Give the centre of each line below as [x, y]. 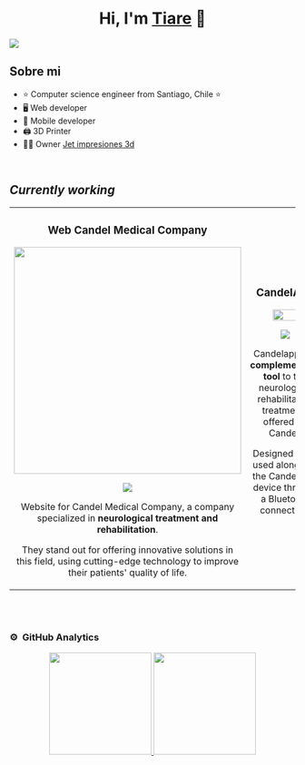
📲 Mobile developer [59, 121]
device [267, 487]
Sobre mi [35, 72]
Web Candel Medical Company [128, 230]
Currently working [62, 190]
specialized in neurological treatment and [128, 518]
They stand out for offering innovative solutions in [128, 550]
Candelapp [276, 354]
